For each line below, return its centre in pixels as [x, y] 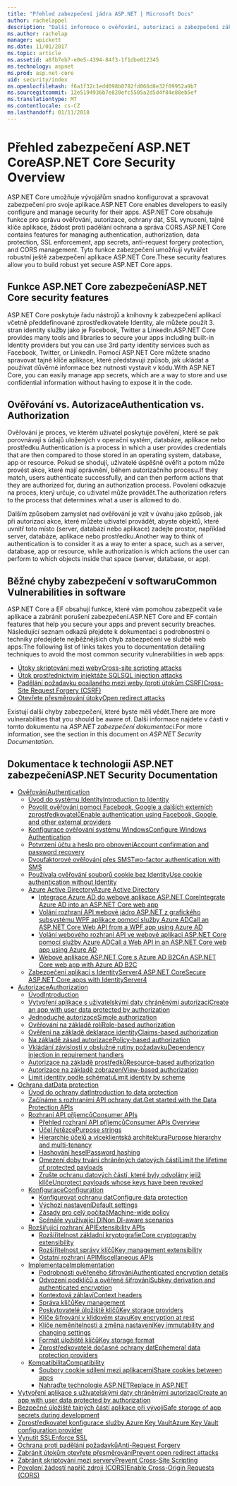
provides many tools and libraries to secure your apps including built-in [111, 337]
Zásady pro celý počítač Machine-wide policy [104, 1212]
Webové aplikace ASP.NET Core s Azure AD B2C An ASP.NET [127, 957]
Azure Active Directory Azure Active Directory [94, 889]
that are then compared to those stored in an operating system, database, [115, 455]
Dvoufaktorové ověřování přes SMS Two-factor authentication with [124, 859]
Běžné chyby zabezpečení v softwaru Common [112, 581]
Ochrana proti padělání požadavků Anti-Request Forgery [99, 1445]
